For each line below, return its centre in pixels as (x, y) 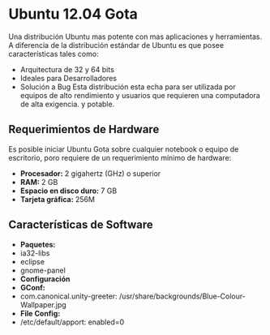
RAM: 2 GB (39, 182)
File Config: (40, 313)
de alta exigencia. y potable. (67, 104)
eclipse (32, 261)
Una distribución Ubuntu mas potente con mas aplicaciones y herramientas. (135, 37)
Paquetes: (38, 244)
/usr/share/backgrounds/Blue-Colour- (182, 296)
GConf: (33, 287)
